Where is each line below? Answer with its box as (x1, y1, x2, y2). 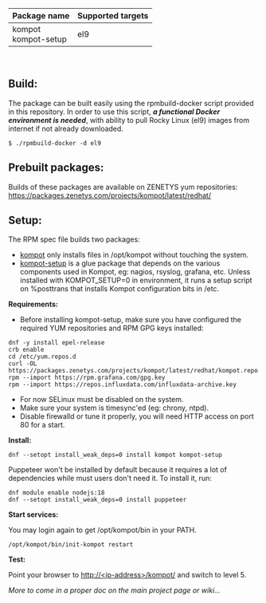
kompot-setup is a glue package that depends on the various (19, 258, 221, 268)
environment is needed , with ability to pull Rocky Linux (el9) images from (8, 115, 249, 124)
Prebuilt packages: (8, 161, 104, 175)
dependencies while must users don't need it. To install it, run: (8, 474, 213, 483)
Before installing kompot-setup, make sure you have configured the (19, 315, 241, 325)
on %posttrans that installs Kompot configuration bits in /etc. (19, 284, 220, 294)
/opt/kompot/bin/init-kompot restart (8, 541, 134, 549)
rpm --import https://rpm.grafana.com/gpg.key (8, 374, 166, 382)
